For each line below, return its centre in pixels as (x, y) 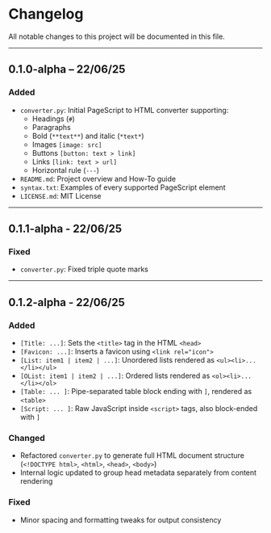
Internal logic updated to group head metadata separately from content (138, 472)
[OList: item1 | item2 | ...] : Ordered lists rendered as (115, 376)
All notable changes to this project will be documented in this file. (117, 36)
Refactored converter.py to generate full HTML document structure (132, 455)
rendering (36, 481)
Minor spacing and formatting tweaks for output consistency (121, 520)
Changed (27, 438)
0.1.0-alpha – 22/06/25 (67, 69)
